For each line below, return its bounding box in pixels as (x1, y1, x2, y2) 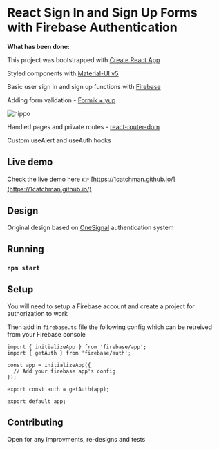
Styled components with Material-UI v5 (7, 69, 119, 77)
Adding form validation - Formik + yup (7, 95, 116, 104)
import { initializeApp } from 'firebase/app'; (7, 344, 147, 350)
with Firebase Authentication (7, 19, 178, 35)
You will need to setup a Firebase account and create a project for (7, 302, 196, 310)
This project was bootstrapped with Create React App (7, 55, 160, 64)
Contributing (7, 417, 64, 429)
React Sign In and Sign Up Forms (7, 5, 198, 21)
